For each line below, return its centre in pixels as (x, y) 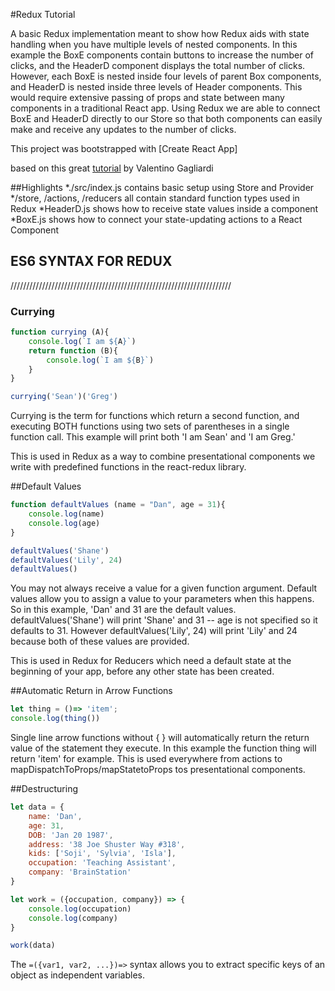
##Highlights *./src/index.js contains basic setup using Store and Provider (162, 187)
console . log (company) (73, 918)
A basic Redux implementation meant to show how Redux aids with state (160, 33)
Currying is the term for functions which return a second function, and (155, 416)
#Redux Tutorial (43, 14)
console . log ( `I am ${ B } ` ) (100, 360)
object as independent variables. (78, 975)
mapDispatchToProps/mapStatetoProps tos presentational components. (158, 770)
